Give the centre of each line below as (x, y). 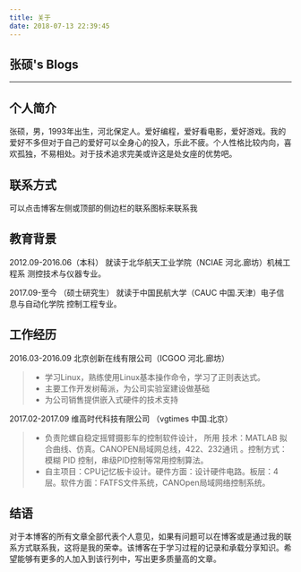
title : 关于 (30, 17)
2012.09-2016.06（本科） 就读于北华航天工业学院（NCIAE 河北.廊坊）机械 (146, 262)
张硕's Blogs (44, 64)
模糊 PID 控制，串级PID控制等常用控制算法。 (126, 460)
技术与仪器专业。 (74, 273)
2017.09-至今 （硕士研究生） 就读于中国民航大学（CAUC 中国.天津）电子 (143, 292)
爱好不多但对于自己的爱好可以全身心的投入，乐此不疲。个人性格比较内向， (146, 143)
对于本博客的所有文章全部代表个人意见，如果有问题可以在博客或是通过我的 (146, 537)
